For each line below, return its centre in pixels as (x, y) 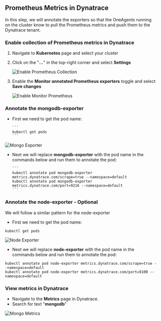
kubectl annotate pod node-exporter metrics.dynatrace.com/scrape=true (79, 263)
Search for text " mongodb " (39, 304)
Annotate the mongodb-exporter (44, 109)
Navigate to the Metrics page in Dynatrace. (55, 299)
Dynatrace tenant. (23, 30)
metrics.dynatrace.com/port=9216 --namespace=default (67, 186)
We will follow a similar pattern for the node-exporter (58, 212)
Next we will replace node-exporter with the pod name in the (73, 249)
